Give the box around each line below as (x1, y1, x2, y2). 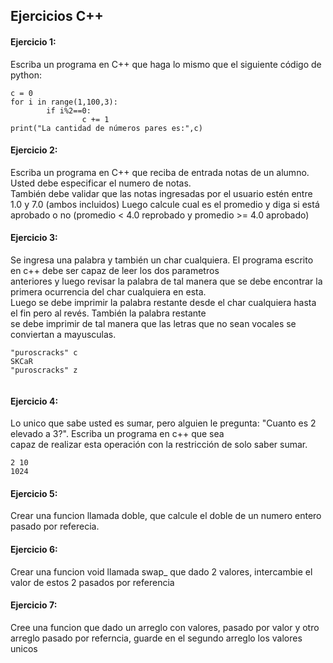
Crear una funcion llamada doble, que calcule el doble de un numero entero (10, 510, 322, 522)
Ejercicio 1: (10, 35, 57, 48)
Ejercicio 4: (10, 395, 59, 407)
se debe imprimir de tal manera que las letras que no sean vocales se (10, 318, 297, 329)
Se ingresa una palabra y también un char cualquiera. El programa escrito (10, 254, 314, 266)
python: (10, 69, 42, 81)
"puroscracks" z (10, 365, 78, 375)
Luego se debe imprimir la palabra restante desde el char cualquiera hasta (10, 297, 317, 308)
